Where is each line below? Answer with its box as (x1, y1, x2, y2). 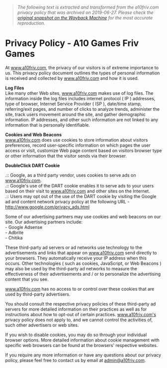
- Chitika (5, 234, 23, 241)
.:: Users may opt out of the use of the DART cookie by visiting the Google (5, 193, 157, 199)
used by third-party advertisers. (5, 291, 71, 297)
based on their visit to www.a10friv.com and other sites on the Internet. (5, 188, 150, 194)
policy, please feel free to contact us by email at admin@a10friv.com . (5, 357, 146, 363)
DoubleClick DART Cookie (5, 162, 60, 169)
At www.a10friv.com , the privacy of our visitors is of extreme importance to (5, 64, 159, 70)
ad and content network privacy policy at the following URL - (5, 198, 130, 204)
